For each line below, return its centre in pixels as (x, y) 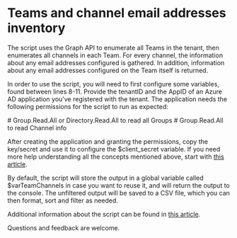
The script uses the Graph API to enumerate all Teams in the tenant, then (113, 47)
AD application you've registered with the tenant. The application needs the (117, 99)
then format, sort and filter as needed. (63, 200)
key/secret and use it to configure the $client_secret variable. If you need (114, 149)
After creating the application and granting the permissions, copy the (108, 141)
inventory (36, 28)
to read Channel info (37, 127)
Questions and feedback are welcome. (64, 227)
